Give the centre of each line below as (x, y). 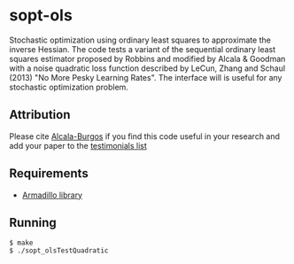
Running (33, 222)
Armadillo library (52, 195)
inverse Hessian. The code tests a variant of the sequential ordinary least (143, 49)
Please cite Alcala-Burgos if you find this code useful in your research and (145, 136)
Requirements (49, 174)
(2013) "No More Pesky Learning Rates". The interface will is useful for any (146, 77)
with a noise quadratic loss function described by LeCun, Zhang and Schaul (147, 68)
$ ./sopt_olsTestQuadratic (59, 251)
